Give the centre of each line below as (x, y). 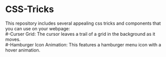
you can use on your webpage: (38, 28)
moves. (13, 39)
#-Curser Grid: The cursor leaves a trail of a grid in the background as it (80, 34)
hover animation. (23, 50)
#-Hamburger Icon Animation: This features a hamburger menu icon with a (83, 44)
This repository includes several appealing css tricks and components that (83, 23)
